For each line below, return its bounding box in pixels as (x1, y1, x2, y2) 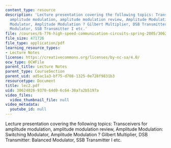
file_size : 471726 (5, 36, 44, 41)
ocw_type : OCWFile (5, 60, 44, 65)
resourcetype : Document (5, 78, 56, 83)
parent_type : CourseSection (5, 69, 65, 74)
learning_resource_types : (5, 45, 60, 50)
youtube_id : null (10, 107, 47, 112)
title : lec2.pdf (5, 83, 40, 88)
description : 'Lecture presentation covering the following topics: (5, 12, 154, 17)
